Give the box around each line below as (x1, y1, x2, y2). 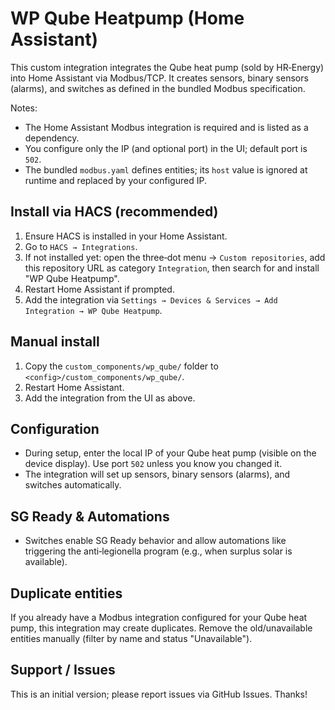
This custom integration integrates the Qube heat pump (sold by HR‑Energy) (10, 61, 325, 73)
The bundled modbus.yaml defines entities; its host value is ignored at (24, 163, 308, 176)
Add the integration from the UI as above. (24, 392, 196, 404)
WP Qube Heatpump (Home (10, 7, 245, 30)
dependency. (24, 132, 80, 144)
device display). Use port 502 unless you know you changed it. (24, 458, 283, 470)
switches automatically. (24, 479, 122, 491)
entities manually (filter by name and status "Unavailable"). (10, 633, 253, 644)
